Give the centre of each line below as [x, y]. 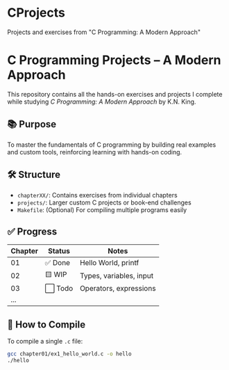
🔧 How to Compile [46, 324]
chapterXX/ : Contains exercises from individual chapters [97, 195]
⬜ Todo [59, 289]
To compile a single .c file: [45, 341]
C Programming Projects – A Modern [114, 60]
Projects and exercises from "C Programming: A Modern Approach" [104, 32]
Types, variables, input [117, 275]
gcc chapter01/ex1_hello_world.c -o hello [69, 354]
